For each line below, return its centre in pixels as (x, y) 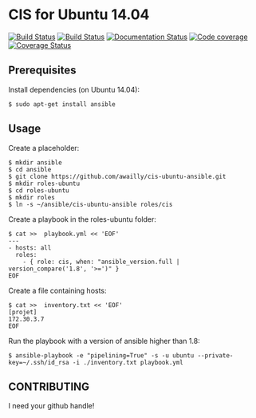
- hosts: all (30, 248)
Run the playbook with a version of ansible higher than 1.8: (104, 341)
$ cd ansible (30, 169)
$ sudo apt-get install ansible (62, 104)
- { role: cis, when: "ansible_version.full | (101, 262)
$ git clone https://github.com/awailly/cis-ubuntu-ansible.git (117, 176)
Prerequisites (42, 71)
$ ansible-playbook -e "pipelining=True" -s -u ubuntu (101, 355)
